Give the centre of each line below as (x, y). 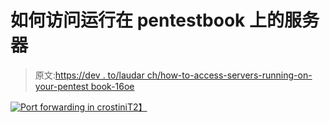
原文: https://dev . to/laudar (89, 75)
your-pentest (61, 86)
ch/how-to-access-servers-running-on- (229, 75)
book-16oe (112, 86)
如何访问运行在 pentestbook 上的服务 (165, 20)
